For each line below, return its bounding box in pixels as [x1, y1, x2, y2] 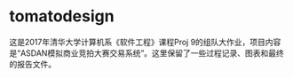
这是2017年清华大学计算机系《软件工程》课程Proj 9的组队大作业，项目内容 [9, 36, 281, 47]
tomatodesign [9, 6, 115, 27]
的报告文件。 [9, 58, 56, 69]
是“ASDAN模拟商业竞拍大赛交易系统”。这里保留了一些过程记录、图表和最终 [9, 47, 284, 58]
